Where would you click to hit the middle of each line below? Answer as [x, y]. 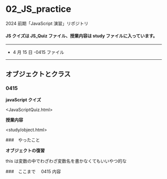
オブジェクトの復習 [25, 150]
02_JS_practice [38, 9]
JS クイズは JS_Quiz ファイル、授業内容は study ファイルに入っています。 [82, 36]
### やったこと [23, 140]
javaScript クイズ [23, 99]
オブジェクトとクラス [38, 74]
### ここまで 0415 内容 [33, 171]
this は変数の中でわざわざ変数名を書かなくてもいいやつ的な [66, 161]
